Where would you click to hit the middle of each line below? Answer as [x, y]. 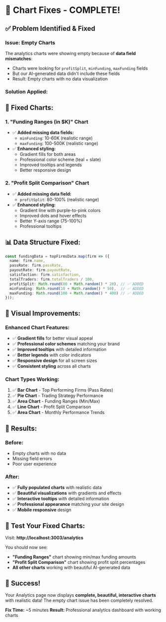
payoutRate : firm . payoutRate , [41, 270]
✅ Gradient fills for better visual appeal [53, 338]
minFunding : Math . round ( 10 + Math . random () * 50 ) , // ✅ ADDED [77, 288]
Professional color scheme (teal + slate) [60, 160]
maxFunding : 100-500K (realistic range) [59, 143]
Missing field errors [32, 459]
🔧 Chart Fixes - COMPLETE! [63, 10]
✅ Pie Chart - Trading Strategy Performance [58, 396]
